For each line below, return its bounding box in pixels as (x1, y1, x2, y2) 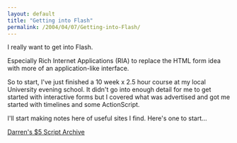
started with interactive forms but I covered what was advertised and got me (7, 93, 231, 101)
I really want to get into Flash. (7, 43, 93, 52)
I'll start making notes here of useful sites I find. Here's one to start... (7, 114, 207, 122)
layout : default (7, 10, 55, 18)
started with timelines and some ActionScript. (7, 101, 140, 109)
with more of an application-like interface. (7, 64, 129, 73)
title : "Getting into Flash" (7, 17, 93, 24)
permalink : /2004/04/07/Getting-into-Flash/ (7, 23, 141, 30)
